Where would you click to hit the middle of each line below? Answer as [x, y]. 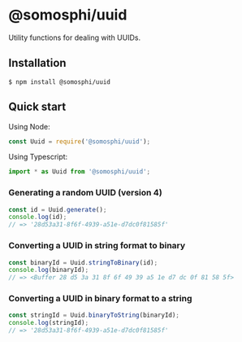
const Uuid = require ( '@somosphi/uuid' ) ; [80, 141]
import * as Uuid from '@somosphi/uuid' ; [80, 172]
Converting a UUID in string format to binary [97, 246]
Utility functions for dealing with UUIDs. [74, 37]
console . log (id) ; [38, 217]
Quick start [37, 107]
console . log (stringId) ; [49, 323]
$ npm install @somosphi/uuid [60, 82]
